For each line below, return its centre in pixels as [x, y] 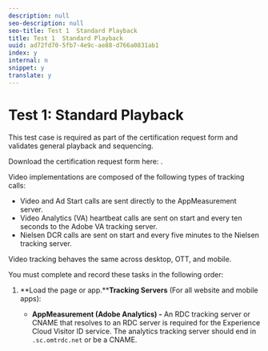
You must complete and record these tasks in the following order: [116, 274]
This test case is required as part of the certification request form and [123, 137]
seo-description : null [46, 23]
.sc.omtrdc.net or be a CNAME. [84, 339]
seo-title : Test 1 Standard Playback [73, 30]
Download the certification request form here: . [86, 161]
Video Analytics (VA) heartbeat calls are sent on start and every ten [131, 218]
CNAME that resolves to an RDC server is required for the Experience [146, 322]
